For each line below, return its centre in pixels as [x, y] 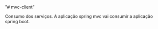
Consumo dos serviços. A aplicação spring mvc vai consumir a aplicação [79, 16]
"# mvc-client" [20, 7]
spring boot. [17, 22]
